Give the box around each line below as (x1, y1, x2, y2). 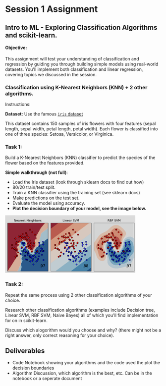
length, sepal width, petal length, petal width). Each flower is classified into (5, 126, 158, 132)
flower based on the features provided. (5, 160, 85, 166)
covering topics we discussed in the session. (5, 71, 97, 77)
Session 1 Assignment (5, 3, 98, 15)
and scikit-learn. (5, 31, 57, 39)
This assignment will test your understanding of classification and (5, 55, 139, 61)
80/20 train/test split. (12, 184, 55, 190)
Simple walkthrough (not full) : (5, 169, 68, 175)
